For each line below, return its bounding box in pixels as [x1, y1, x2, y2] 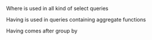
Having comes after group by [6, 27, 78, 34]
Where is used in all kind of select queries [6, 5, 109, 12]
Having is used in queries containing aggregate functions [6, 16, 147, 23]
